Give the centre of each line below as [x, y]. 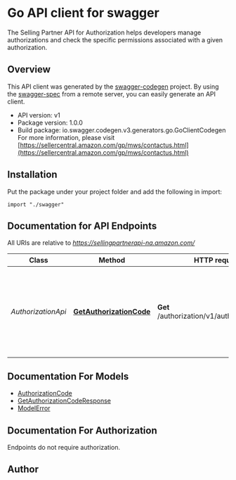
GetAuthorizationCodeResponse [64, 401]
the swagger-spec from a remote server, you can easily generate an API [112, 94]
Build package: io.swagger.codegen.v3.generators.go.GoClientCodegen [122, 130]
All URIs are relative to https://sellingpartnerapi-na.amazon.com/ [101, 243]
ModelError [34, 408]
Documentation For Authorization [82, 430]
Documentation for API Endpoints [82, 226]
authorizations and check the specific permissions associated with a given [115, 39]
